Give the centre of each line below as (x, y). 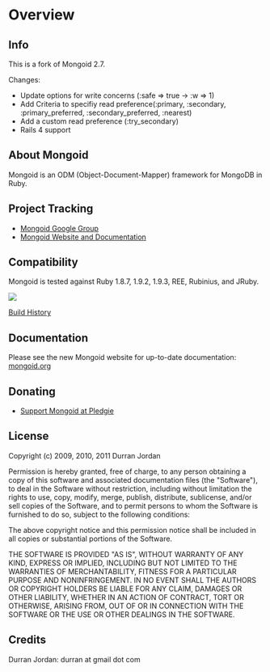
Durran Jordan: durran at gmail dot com (74, 659)
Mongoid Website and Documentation (83, 237)
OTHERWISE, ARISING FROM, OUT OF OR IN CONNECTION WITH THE (126, 606)
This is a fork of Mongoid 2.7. (57, 64)
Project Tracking (51, 209)
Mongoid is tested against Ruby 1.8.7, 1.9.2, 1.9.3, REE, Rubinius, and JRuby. (134, 281)
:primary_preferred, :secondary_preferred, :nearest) (106, 112)
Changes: (24, 80)
